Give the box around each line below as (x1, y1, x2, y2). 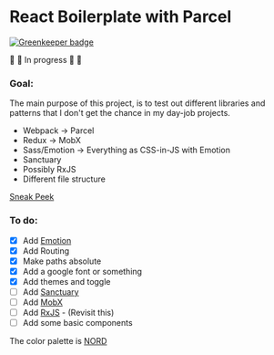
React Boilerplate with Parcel (9, 6, 232, 27)
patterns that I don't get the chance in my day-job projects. (9, 108, 230, 119)
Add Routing (22, 245, 70, 256)
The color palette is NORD (9, 336, 107, 347)
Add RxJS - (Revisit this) (22, 307, 115, 318)
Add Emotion (22, 235, 72, 245)
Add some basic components (22, 318, 134, 329)
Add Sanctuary (22, 286, 79, 298)
